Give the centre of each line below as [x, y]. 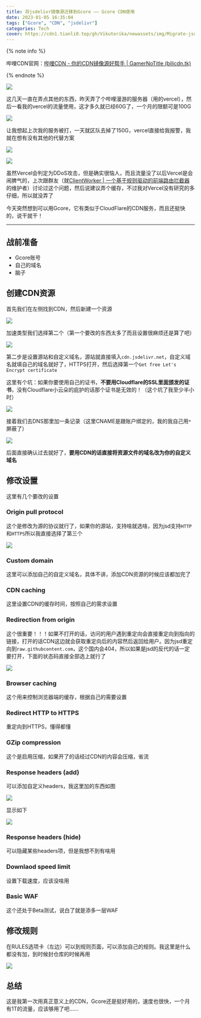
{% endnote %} [25, 75]
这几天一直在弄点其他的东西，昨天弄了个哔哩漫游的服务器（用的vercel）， [96, 99]
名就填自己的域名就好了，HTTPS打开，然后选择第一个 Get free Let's [91, 364]
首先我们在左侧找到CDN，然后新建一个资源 [59, 308]
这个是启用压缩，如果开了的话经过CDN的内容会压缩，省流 [77, 756]
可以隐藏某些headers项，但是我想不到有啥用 [61, 851]
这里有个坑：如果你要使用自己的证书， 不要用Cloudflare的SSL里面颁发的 [95, 382]
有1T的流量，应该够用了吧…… [42, 1009]
